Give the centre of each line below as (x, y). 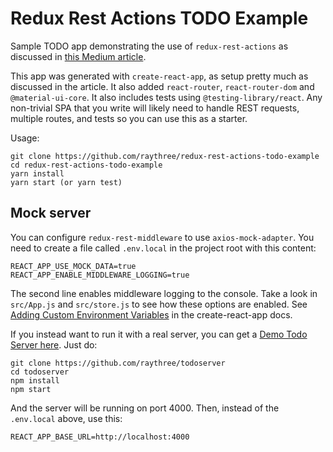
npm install (35, 380)
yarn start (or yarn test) (66, 182)
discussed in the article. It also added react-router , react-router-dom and (162, 86)
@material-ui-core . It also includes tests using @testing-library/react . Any (166, 97)
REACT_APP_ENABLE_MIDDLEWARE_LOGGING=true (100, 275)
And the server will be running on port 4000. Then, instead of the (145, 408)
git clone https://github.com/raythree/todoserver (118, 363)
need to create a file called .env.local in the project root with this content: (163, 248)
